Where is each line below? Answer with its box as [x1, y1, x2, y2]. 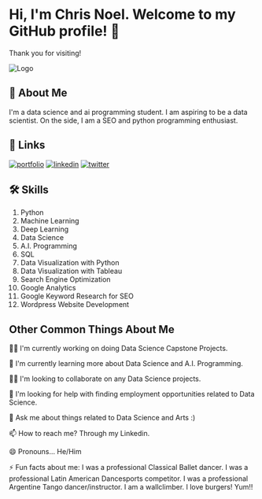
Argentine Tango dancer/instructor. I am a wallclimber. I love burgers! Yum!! [9, 482, 253, 492]
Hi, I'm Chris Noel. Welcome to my [9, 6, 236, 24]
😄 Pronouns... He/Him [9, 447, 82, 456]
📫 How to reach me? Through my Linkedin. [9, 429, 150, 438]
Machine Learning [20, 216, 79, 226]
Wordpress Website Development [20, 300, 129, 309]
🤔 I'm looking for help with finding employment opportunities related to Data [9, 390, 255, 399]
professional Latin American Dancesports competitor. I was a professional [9, 474, 249, 483]
